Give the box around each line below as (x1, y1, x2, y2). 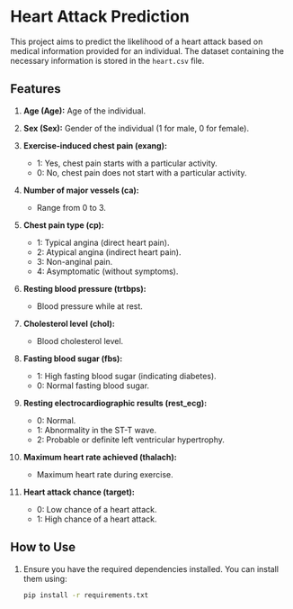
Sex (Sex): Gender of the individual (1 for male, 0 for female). (22, 123, 250, 133)
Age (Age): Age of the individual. (22, 105, 146, 116)
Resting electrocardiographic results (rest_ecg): (22, 397, 208, 408)
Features (10, 81, 61, 96)
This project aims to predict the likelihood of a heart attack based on (10, 36, 263, 47)
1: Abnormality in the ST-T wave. (36, 424, 156, 435)
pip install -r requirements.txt (22, 590, 149, 600)
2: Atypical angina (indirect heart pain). (36, 246, 182, 258)
